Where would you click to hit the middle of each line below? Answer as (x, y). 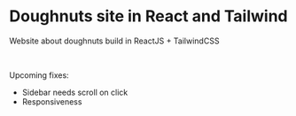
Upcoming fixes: (39, 75)
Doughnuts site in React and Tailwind (148, 16)
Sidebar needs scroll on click (75, 92)
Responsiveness (52, 101)
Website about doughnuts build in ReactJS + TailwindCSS (114, 41)
